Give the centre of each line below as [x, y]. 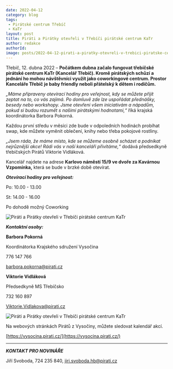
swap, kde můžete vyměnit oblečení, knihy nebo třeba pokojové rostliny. [82, 131]
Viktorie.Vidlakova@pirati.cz [36, 306]
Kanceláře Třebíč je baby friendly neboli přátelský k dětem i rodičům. [81, 84]
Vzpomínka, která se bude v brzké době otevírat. [58, 167]
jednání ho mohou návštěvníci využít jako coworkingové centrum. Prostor [86, 78]
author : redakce [23, 44]
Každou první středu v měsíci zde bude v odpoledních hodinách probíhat [83, 126]
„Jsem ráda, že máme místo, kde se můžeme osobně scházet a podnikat [83, 141]
